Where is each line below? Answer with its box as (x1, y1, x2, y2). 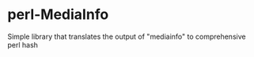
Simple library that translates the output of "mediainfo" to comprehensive (7, 32, 246, 41)
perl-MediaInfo (7, 6, 109, 24)
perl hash (7, 40, 39, 49)
